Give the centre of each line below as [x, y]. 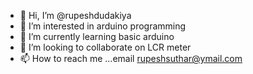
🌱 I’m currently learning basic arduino [97, 36]
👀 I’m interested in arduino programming [103, 26]
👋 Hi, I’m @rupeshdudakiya [75, 15]
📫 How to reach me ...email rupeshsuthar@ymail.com [131, 58]
